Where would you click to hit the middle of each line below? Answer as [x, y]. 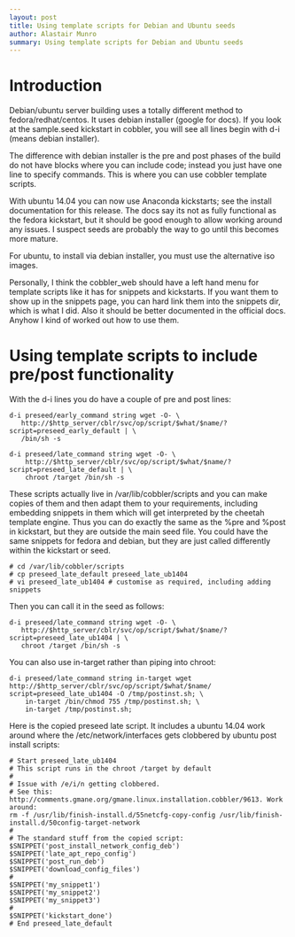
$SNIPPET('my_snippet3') [55, 901]
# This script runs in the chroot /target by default [111, 769]
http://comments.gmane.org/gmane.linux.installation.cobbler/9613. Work [146, 800]
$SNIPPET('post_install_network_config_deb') [94, 847]
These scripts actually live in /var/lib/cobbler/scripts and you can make [138, 494]
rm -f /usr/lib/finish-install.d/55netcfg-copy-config [113, 816]
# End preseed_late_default [61, 924]
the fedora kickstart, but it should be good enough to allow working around [146, 220]
